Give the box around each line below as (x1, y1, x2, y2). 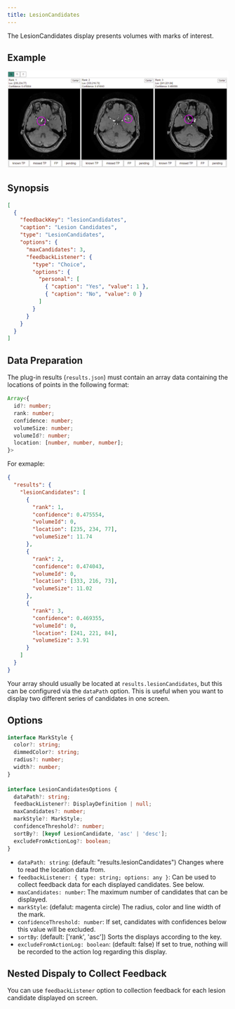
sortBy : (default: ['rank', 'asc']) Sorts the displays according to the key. (17, 932, 222, 941)
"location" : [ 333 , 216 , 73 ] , (32, 578, 118, 585)
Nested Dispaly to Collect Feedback (7, 968, 167, 980)
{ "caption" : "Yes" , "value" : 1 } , (44, 283, 149, 291)
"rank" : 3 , (32, 607, 65, 614)
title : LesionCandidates (7, 11, 80, 18)
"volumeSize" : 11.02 (32, 585, 93, 593)
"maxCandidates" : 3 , (25, 246, 86, 253)
